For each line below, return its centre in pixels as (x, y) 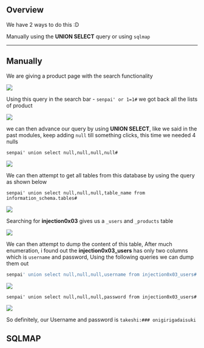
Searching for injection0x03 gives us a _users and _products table (90, 220)
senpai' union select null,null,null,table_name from (76, 193)
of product (19, 105)
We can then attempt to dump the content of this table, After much (90, 244)
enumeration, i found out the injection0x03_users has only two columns (97, 250)
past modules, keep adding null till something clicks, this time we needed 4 (101, 135)
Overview (25, 10)
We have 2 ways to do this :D (42, 24)
